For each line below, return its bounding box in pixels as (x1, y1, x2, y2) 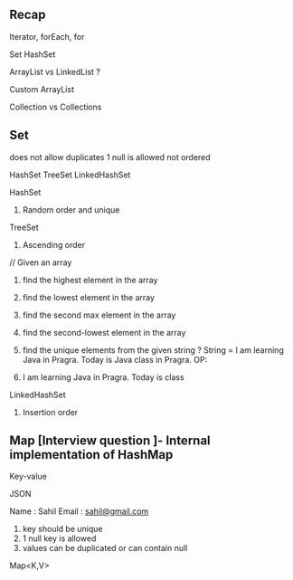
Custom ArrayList (9, 83, 75, 94)
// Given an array (9, 257, 72, 268)
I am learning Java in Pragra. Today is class (22, 371, 184, 383)
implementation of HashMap (9, 447, 174, 462)
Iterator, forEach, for (9, 31, 85, 42)
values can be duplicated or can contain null (22, 543, 188, 554)
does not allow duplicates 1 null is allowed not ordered (9, 151, 211, 162)
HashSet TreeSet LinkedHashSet (9, 169, 131, 180)
